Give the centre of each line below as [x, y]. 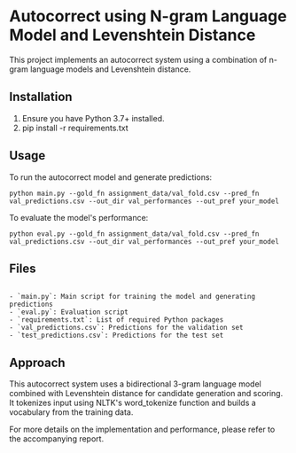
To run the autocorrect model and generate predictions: [111, 177]
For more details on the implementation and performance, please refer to [142, 430]
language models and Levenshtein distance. [110, 69]
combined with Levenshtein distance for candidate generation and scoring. [146, 394]
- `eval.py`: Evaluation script [69, 312]
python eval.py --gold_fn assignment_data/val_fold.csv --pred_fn [134, 234]
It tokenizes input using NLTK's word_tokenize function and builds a [133, 403]
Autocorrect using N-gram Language [148, 16]
